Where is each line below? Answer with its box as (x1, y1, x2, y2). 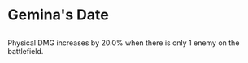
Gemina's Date (7, 6, 109, 24)
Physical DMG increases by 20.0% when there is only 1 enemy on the (7, 38, 240, 48)
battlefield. (7, 46, 44, 56)
